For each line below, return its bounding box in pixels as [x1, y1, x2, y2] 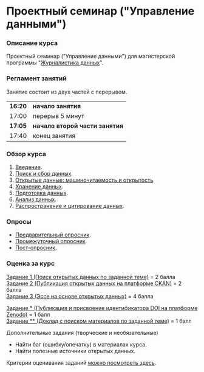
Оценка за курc [6, 260, 55, 268]
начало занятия [32, 102, 81, 110]
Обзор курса [6, 150, 47, 158]
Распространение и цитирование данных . [15, 202, 124, 210]
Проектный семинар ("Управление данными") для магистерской [6, 53, 175, 60]
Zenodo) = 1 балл [6, 311, 50, 318]
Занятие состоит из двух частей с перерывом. [6, 88, 127, 95]
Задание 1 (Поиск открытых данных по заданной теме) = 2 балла [6, 273, 175, 280]
